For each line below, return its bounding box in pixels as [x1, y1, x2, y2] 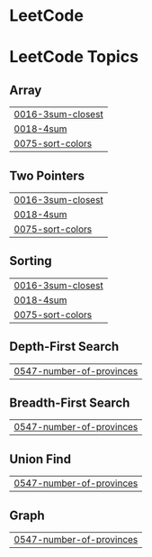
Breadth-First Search [9, 396, 130, 411]
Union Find [9, 452, 72, 467]
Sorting [9, 253, 52, 269]
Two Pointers [9, 168, 85, 183]
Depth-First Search [9, 339, 120, 354]
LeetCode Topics [9, 47, 139, 68]
